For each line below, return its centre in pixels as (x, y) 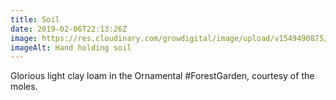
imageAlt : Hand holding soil (71, 47)
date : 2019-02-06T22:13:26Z (69, 29)
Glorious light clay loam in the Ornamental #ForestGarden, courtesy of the (162, 76)
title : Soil (35, 19)
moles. (24, 87)
